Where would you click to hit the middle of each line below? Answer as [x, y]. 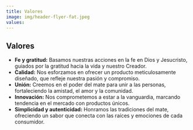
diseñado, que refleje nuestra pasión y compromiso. [77, 79]
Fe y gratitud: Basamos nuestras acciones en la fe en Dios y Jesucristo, [101, 60]
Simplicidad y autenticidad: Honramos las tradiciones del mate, [92, 110]
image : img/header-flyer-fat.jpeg [48, 17]
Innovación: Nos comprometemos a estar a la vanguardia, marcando [97, 97]
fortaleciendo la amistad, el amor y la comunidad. [74, 91]
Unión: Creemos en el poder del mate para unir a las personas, [90, 85]
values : [15, 22]
